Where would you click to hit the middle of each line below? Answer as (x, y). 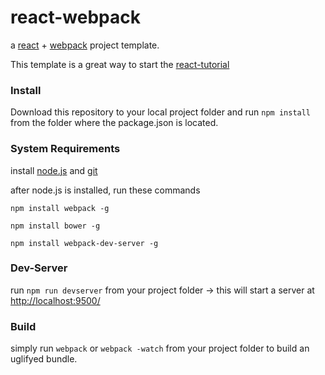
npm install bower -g (55, 226)
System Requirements (65, 149)
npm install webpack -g (60, 208)
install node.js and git (54, 170)
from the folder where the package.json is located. (114, 123)
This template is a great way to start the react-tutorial (120, 64)
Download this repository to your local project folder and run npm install (161, 112)
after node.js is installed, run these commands (105, 190)
